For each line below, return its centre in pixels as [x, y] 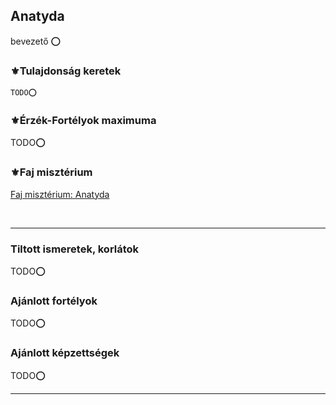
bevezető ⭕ [36, 41]
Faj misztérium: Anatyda [60, 194]
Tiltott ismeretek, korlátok [75, 249]
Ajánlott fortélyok [54, 301]
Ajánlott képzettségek [65, 353]
